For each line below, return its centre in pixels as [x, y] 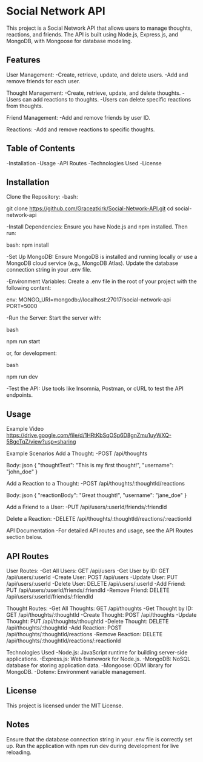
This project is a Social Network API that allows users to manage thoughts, [99, 28]
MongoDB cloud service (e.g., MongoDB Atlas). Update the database [92, 263]
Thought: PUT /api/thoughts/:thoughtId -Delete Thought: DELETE [88, 621]
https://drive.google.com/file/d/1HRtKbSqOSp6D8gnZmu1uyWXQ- [89, 435]
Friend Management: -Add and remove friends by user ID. [78, 117]
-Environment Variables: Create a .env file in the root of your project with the [101, 281]
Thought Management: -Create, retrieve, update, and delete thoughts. [94, 93]
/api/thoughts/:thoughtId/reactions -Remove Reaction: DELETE [85, 634]
